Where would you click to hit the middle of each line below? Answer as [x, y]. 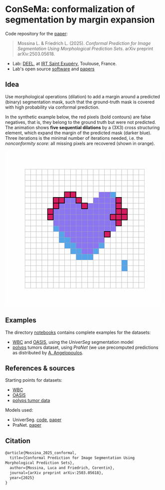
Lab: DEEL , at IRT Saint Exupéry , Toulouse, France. [65, 63]
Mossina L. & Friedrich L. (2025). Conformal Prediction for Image [84, 43]
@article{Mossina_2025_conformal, [41, 453]
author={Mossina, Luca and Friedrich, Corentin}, [62, 468]
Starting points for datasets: [34, 380]
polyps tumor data [31, 401]
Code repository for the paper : [37, 33]
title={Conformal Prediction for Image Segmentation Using [72, 458]
